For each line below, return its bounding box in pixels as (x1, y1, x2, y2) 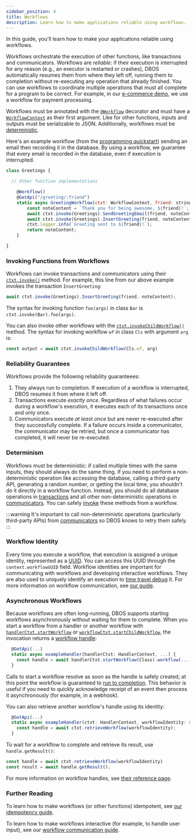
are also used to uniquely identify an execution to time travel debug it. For (6, 576, 183, 583)
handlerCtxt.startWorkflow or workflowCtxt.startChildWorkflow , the (6, 628, 171, 635)
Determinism (6, 449, 44, 457)
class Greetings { (6, 168, 51, 174)
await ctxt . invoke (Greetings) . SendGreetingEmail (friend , (27, 211, 168, 216)
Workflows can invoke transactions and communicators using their (6, 270, 166, 277)
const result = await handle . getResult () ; (6, 764, 111, 770)
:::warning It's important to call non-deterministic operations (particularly (6, 510, 181, 518)
